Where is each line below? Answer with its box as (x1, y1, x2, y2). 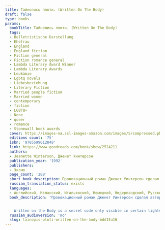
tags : (9, 30, 21, 35)
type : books (5, 16, 29, 21)
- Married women (9, 94, 43, 99)
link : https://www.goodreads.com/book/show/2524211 (9, 145, 118, 150)
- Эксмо (9, 167, 26, 172)
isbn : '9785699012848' (9, 140, 56, 145)
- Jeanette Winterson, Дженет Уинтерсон (9, 154, 93, 159)
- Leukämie (9, 71, 32, 76)
